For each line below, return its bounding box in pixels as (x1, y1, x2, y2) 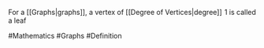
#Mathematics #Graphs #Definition (8, 31, 122, 40)
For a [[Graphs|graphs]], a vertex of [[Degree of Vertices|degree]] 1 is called (8, 8, 256, 17)
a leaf (8, 16, 27, 25)
